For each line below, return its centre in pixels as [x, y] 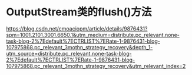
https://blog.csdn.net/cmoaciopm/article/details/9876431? [77, 28]
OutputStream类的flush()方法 [79, 12]
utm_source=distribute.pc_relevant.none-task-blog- [69, 53]
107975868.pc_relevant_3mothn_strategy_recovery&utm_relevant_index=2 [96, 66]
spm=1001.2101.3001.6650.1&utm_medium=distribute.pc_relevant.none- [93, 35]
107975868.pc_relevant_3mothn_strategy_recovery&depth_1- [80, 47]
